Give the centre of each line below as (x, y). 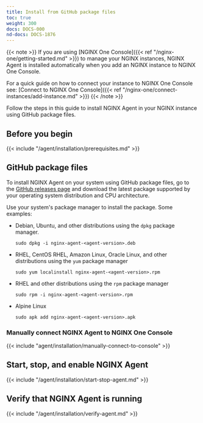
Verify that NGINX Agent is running (74, 399)
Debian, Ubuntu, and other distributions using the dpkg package (95, 225)
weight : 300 (21, 23)
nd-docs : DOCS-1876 (31, 35)
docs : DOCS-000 (26, 29)
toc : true (19, 18)
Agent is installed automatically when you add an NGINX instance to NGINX (101, 65)
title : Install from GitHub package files (61, 12)
